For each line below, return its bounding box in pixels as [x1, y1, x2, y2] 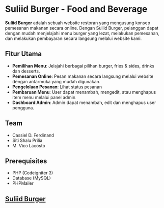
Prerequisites [5, 157, 47, 165]
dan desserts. [12, 68, 40, 74]
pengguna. [12, 104, 34, 110]
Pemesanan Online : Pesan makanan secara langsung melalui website [12, 73, 154, 79]
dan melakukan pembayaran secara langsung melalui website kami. [5, 35, 142, 41]
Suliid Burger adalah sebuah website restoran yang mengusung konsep [5, 20, 151, 26]
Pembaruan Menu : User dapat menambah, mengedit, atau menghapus [12, 89, 156, 95]
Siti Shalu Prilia [12, 137, 43, 143]
